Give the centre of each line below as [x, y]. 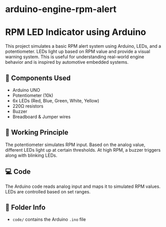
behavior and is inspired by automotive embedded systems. [67, 62]
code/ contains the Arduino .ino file [49, 219]
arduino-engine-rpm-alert [61, 9]
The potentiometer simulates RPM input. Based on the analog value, [75, 145]
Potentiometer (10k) [33, 95]
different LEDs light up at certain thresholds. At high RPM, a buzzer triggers [83, 150]
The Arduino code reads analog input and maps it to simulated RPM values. [83, 186]
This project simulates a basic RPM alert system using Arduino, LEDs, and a [83, 46]
